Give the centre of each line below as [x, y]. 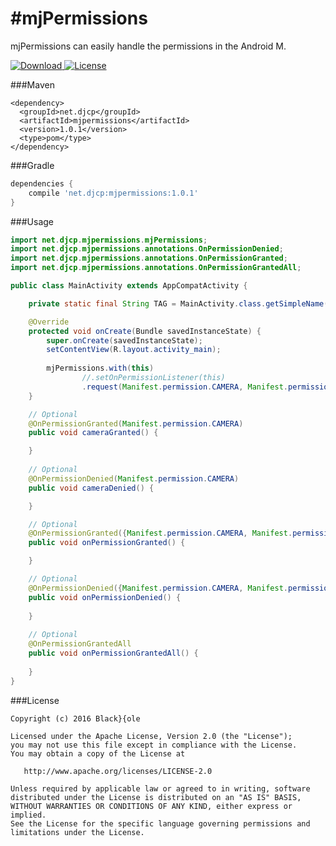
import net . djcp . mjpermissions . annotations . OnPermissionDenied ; [147, 249]
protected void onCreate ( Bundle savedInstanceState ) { [145, 331]
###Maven [32, 84]
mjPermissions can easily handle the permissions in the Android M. [148, 46]
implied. [28, 815]
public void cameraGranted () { [93, 433]
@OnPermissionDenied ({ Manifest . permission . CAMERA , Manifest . [158, 588]
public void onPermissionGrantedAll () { [113, 653]
